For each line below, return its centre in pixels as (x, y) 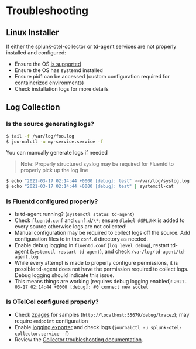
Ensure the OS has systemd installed (59, 70)
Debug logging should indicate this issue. (64, 275)
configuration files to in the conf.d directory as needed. (81, 239)
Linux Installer (33, 32)
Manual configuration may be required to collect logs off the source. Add (102, 233)
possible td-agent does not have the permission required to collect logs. (102, 269)
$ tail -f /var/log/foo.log (40, 136)
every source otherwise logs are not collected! (71, 227)
